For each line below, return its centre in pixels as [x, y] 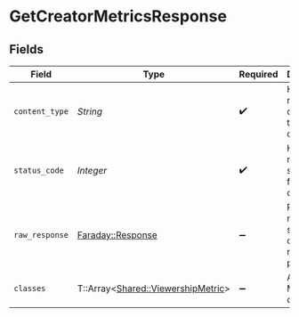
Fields [27, 49]
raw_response [41, 235]
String [90, 111]
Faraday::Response [117, 235]
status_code [39, 171]
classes [30, 288]
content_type [41, 112]
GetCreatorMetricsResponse [118, 16]
